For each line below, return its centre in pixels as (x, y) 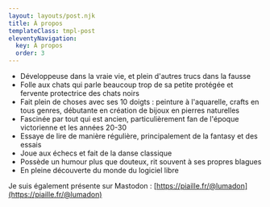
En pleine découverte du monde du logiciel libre (99, 170)
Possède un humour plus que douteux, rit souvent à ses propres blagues (141, 161)
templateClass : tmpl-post (52, 31)
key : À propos (39, 46)
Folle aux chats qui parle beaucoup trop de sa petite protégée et (127, 85)
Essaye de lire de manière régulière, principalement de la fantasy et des (139, 136)
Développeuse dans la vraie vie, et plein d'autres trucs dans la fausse (135, 76)
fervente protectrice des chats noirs (79, 93)
